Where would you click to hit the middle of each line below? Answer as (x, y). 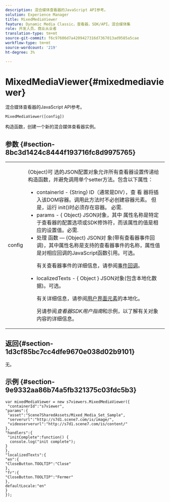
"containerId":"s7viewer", (36, 406)
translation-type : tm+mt (31, 33)
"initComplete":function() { (38, 437)
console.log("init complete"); (43, 442)
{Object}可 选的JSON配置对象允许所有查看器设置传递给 (93, 172)
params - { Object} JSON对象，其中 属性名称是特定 (98, 215)
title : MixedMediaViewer (31, 19)
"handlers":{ (19, 433)
